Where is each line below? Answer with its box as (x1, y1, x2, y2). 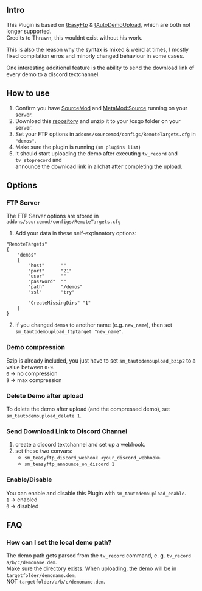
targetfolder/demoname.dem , (6, 572, 77, 579)
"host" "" (28, 263, 67, 269)
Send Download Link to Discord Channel (6, 426, 128, 435)
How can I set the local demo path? (6, 538, 112, 547)
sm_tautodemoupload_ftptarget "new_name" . (15, 328, 124, 335)
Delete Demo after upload (6, 391, 83, 400)
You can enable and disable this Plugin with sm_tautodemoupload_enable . (6, 489, 187, 497)
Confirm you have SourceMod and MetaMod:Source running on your (15, 104, 188, 111)
